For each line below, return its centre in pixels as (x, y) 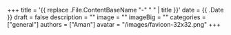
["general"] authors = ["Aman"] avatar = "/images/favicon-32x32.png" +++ (114, 24)
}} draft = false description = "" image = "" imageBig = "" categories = (107, 17)
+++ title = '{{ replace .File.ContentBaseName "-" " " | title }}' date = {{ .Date (115, 10)
